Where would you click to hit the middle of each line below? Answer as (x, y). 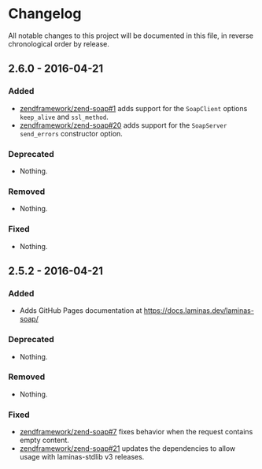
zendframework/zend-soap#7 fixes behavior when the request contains (136, 432)
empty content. (44, 440)
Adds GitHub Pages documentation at (81, 311)
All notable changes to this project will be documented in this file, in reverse (131, 35)
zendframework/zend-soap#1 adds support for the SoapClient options (133, 108)
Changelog (45, 14)
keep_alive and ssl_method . (64, 117)
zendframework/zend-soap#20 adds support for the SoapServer (123, 125)
